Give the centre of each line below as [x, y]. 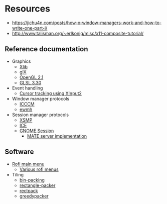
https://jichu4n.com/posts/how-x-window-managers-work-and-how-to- [87, 23]
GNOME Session [37, 131]
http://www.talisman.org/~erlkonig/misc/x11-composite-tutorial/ [78, 33]
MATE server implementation [57, 136]
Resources [28, 9]
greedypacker [34, 196]
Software [19, 152]
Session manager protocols [40, 115]
